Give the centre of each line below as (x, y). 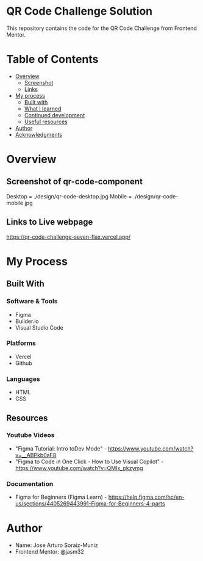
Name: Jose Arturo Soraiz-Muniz (57, 545)
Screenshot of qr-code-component (75, 182)
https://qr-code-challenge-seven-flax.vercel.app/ (69, 237)
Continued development (55, 115)
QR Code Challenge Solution (80, 11)
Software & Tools (32, 302)
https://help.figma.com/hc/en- (146, 497)
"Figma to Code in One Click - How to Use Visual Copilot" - (89, 461)
